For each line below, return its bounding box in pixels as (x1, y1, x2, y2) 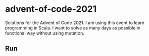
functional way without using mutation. (5, 30, 84, 36)
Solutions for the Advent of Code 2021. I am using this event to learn (5, 20, 145, 26)
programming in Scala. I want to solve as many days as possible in (5, 25, 141, 30)
